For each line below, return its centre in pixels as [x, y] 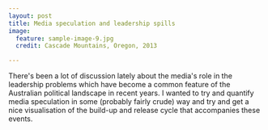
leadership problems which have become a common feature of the [119, 85]
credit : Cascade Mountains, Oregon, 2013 [87, 46]
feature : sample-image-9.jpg [65, 38]
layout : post [30, 16]
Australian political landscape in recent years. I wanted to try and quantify [131, 93]
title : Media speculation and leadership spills [92, 23]
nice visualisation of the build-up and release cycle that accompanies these [134, 111]
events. [21, 119]
